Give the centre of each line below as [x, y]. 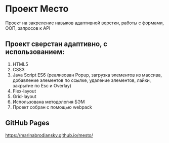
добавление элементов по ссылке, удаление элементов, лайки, [82, 80]
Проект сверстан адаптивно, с [56, 44]
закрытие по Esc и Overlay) [42, 85]
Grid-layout [24, 96]
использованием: [35, 52]
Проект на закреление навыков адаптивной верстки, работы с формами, [85, 23]
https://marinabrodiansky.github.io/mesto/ [49, 135]
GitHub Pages [27, 123]
